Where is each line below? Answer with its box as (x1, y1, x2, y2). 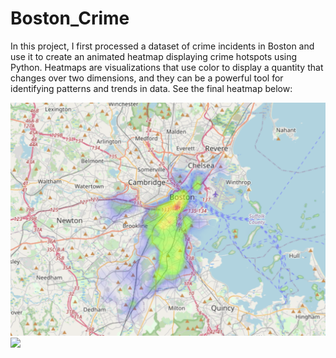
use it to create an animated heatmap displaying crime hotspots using (10, 50, 298, 62)
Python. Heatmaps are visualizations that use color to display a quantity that (10, 61, 324, 73)
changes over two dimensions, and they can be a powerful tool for (10, 72, 284, 84)
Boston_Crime (10, 7, 130, 30)
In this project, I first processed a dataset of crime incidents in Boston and (10, 40, 315, 52)
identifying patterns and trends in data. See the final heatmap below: (10, 82, 293, 94)
